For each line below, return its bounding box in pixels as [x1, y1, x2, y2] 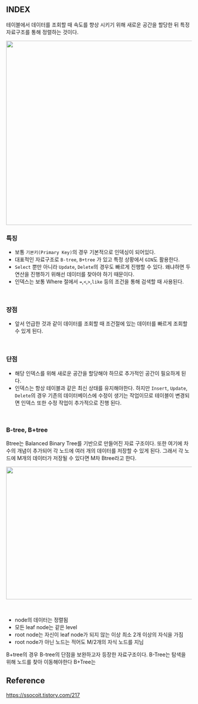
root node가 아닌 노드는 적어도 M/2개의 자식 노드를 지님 [14, 639, 144, 645]
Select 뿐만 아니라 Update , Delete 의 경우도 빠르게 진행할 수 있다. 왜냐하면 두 [14, 264, 191, 271]
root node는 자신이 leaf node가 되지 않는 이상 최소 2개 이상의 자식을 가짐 [14, 631, 184, 638]
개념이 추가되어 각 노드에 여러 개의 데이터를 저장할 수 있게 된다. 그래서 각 [16, 448, 184, 454]
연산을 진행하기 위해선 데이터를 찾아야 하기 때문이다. [14, 271, 134, 278]
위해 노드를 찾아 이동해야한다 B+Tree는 [6, 659, 96, 665]
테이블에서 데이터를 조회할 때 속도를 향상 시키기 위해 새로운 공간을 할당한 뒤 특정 [6, 21, 190, 28]
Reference [6, 676, 45, 686]
